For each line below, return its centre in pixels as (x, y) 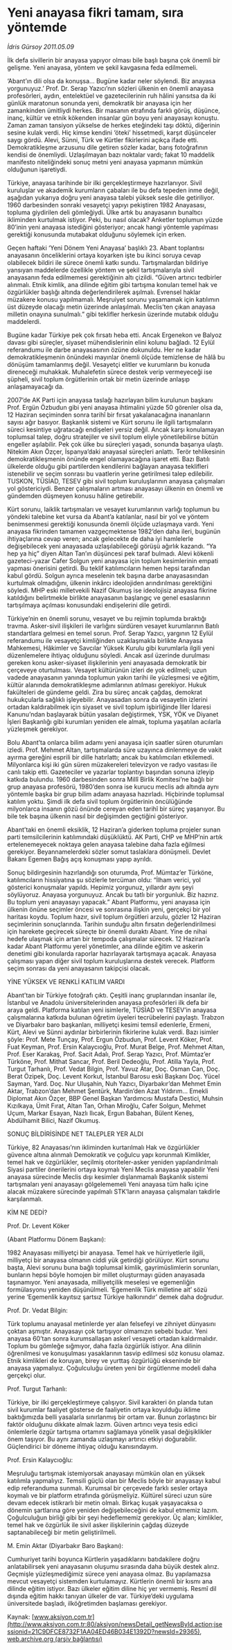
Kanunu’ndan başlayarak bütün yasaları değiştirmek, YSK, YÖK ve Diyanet (113, 714)
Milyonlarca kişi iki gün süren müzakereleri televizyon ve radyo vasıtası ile (112, 764)
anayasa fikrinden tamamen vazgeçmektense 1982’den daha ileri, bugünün (114, 531)
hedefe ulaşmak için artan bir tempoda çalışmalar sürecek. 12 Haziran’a (108, 938)
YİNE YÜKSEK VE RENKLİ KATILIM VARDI (66, 981)
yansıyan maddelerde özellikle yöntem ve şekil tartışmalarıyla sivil (101, 270)
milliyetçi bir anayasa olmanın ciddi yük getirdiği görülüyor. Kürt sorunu (108, 1260)
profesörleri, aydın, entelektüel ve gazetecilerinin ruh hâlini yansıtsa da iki (112, 96)
